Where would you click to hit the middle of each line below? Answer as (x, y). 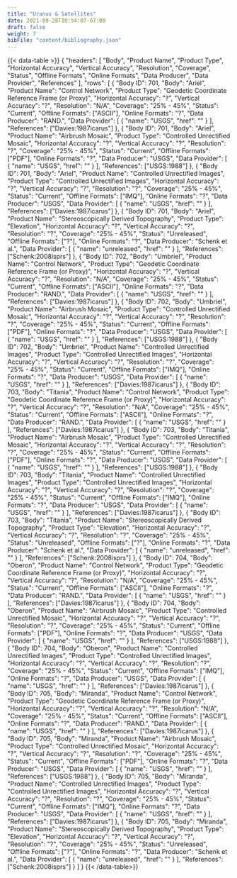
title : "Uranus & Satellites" (52, 14)
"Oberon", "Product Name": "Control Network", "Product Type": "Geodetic (116, 565)
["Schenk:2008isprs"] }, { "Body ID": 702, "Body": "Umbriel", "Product (110, 257)
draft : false (27, 27)
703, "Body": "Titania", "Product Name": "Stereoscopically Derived (105, 520)
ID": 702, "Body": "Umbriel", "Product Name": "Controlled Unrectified (108, 347)
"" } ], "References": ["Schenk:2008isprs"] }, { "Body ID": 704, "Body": (110, 558)
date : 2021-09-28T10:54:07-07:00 (57, 21)
